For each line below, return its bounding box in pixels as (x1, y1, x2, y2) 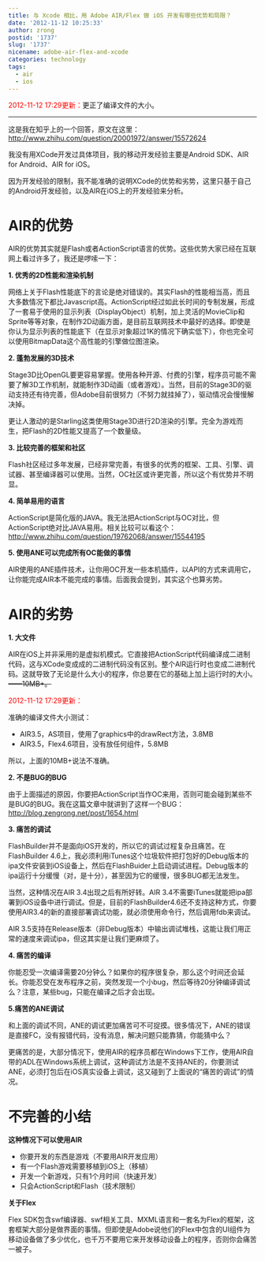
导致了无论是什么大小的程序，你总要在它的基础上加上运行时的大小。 (35, 670, 257, 679)
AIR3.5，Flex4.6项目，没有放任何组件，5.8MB (19, 739, 169, 749)
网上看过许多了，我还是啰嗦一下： (8, 254, 119, 263)
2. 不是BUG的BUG (8, 773, 67, 782)
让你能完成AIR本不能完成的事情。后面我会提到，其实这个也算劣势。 (8, 575, 227, 584)
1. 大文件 (8, 632, 36, 643)
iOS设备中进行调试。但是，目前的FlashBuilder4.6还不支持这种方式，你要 (21, 897, 257, 907)
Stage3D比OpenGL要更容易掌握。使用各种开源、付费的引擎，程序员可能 (8, 370, 243, 379)
